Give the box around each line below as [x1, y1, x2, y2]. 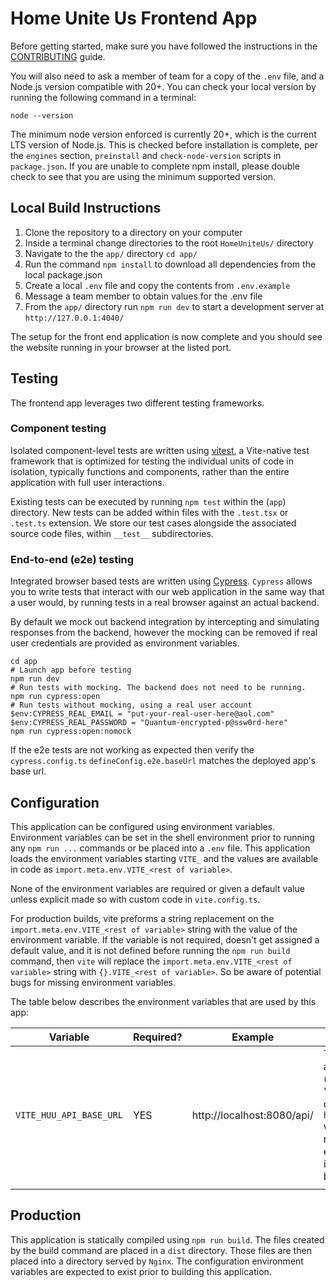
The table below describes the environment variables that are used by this [10, 995, 317, 1007]
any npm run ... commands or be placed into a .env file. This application [10, 842, 311, 854]
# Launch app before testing [10, 665, 132, 676]
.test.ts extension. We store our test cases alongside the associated [10, 517, 297, 529]
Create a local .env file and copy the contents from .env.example [24, 279, 291, 291]
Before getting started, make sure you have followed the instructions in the [10, 40, 318, 52]
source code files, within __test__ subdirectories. [10, 527, 214, 539]
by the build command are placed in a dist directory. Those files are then [10, 1244, 312, 1256]
